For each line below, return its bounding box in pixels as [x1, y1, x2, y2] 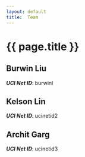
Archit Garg [6, 129, 50, 140]
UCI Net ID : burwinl [6, 79, 53, 86]
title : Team [6, 14, 39, 20]
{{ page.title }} [6, 40, 80, 54]
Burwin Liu [6, 64, 46, 74]
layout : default [6, 8, 46, 15]
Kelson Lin [6, 96, 46, 106]
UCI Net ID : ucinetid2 [6, 112, 58, 120]
